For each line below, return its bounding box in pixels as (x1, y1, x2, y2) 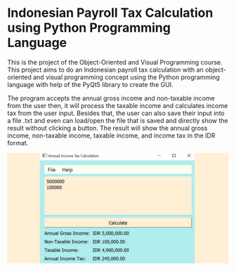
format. (7, 138, 29, 147)
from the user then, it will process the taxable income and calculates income (7, 101, 228, 110)
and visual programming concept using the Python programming (32, 72, 220, 81)
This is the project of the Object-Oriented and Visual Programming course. (7, 58, 223, 66)
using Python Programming (7, 20, 171, 36)
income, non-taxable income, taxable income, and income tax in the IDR (7, 131, 216, 140)
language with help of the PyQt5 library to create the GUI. (7, 80, 173, 88)
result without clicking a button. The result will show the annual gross (7, 124, 208, 132)
